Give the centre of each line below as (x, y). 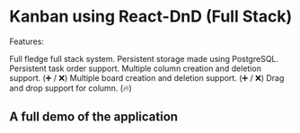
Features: (27, 41)
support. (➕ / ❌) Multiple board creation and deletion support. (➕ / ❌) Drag (147, 77)
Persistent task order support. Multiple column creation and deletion (136, 68)
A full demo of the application (93, 117)
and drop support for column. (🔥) (71, 88)
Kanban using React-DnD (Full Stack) (151, 17)
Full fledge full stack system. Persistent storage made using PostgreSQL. (144, 58)
